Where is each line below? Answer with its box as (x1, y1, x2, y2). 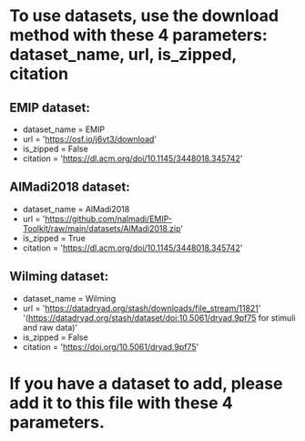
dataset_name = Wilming (22, 292, 117, 303)
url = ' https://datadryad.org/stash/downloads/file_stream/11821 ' (22, 303, 261, 313)
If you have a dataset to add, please (9, 373, 283, 394)
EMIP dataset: (9, 99, 91, 115)
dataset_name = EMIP (22, 124, 106, 135)
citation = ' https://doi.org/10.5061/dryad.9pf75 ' (22, 341, 199, 352)
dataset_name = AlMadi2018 (22, 203, 130, 214)
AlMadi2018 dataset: (9, 179, 130, 195)
